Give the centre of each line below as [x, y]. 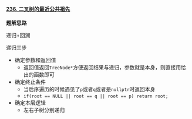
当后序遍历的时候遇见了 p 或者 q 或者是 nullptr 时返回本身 [89, 89]
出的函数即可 [39, 75]
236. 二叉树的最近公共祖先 [38, 9]
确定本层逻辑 [30, 103]
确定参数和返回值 [35, 60]
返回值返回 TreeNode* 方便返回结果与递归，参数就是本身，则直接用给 [105, 68]
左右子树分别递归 [44, 110]
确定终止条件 [30, 82]
